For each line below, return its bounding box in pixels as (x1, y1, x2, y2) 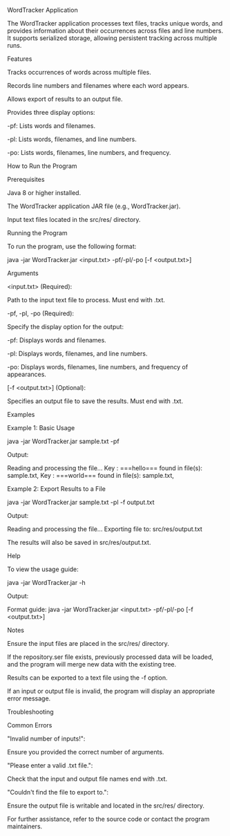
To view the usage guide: (7, 565, 79, 573)
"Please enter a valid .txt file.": (7, 761, 93, 770)
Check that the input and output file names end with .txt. (7, 774, 168, 783)
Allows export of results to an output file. (7, 95, 123, 103)
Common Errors (7, 721, 52, 729)
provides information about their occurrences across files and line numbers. (7, 27, 223, 35)
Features (7, 55, 32, 63)
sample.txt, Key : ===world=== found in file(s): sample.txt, (7, 472, 175, 479)
